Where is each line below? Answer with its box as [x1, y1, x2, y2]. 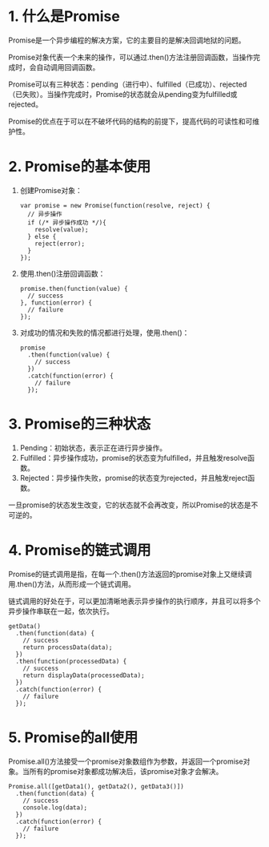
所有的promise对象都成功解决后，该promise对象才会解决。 [29, 766, 223, 776]
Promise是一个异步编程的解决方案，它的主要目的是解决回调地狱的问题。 [8, 35, 246, 45]
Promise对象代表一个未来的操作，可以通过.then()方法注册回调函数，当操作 [8, 52, 254, 62]
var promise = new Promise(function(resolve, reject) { [19, 201, 211, 209]
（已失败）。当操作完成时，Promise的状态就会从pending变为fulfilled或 [8, 89, 238, 99]
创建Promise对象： [19, 185, 82, 195]
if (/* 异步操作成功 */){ [27, 218, 106, 227]
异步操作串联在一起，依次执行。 [8, 606, 114, 615]
